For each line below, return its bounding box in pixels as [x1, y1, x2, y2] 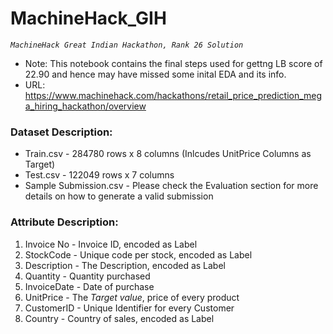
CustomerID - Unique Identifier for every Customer [24, 302, 235, 314]
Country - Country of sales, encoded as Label [24, 312, 215, 324]
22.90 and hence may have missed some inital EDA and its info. [24, 68, 287, 80]
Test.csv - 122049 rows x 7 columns [24, 169, 175, 181]
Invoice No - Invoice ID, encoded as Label [24, 238, 198, 250]
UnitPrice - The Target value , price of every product [24, 291, 240, 303]
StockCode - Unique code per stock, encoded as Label [24, 248, 253, 261]
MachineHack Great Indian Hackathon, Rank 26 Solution [10, 40, 244, 50]
